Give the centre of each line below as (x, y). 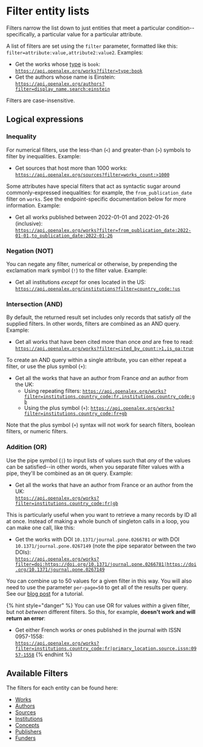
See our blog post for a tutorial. (45, 593)
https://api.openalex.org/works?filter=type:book (79, 71)
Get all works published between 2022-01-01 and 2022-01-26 (92, 217)
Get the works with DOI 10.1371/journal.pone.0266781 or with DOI (97, 539)
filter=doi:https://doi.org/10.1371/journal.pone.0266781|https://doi (106, 564)
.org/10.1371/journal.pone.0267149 (60, 569)
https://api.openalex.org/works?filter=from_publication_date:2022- (103, 230)
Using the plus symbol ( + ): (56, 408)
